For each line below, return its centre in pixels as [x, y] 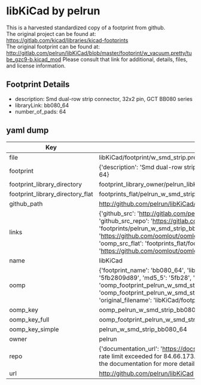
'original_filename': [125, 300]
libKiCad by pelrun [53, 11]
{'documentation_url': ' [130, 349]
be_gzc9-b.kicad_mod [34, 59]
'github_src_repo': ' [126, 221]
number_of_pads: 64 [40, 111]
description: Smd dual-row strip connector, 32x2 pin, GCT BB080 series [103, 99]
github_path [26, 203]
